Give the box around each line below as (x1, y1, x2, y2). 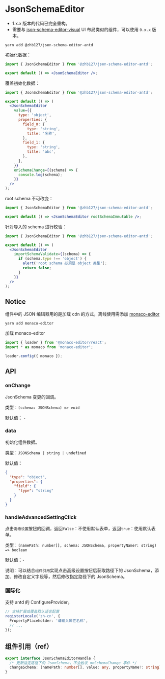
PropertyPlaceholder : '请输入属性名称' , (9, 618, 88, 623)
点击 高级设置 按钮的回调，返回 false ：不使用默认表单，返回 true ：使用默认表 (5, 526, 156, 532)
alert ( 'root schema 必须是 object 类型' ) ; (23, 261, 107, 266)
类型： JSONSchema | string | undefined (5, 450, 86, 456)
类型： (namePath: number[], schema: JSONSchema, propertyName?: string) (5, 542, 157, 548)
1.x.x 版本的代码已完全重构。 (12, 20, 70, 26)
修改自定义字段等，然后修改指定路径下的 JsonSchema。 (13, 573, 128, 580)
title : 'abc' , (27, 149, 56, 154)
